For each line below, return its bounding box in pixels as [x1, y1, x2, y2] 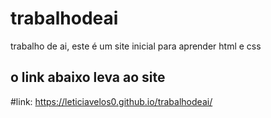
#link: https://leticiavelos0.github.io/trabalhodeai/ [10, 95, 213, 107]
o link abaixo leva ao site [10, 69, 166, 86]
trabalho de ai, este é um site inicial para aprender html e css [10, 40, 262, 52]
